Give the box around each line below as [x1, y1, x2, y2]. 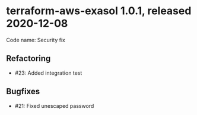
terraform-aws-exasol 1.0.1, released [6, 4, 192, 18]
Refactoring [6, 53, 51, 63]
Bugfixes [6, 87, 40, 97]
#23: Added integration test [14, 69, 82, 76]
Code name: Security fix [6, 36, 65, 43]
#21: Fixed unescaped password [14, 102, 94, 109]
